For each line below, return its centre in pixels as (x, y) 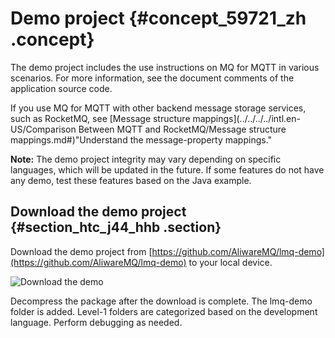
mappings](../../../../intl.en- (246, 118)
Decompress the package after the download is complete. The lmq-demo (161, 301)
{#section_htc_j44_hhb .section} (116, 227)
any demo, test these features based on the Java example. (131, 180)
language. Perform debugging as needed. (96, 322)
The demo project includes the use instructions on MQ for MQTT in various (165, 67)
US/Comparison (43, 129)
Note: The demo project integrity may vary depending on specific (146, 159)
